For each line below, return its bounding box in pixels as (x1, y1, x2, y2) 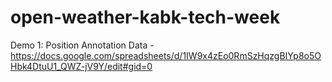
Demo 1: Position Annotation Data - (10, 39, 155, 51)
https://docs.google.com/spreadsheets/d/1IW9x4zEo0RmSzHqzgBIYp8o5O (10, 49, 322, 61)
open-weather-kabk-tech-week (10, 6, 281, 29)
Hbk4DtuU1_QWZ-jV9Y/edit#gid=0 (10, 60, 153, 72)
